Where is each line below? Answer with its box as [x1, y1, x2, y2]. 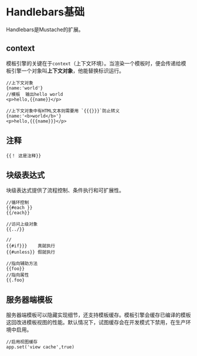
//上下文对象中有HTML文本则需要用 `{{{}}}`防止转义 [6, 108, 120, 114]
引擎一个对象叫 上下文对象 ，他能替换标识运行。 [11, 67, 124, 74]
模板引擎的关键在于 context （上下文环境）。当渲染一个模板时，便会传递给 [6, 59, 182, 66]
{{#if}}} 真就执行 [6, 243, 56, 249]
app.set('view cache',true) [6, 344, 75, 350]
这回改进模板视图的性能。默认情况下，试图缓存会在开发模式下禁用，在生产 [6, 319, 186, 326]
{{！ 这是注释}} [6, 152, 42, 159]
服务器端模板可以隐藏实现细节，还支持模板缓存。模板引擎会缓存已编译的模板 [6, 311, 191, 318]
